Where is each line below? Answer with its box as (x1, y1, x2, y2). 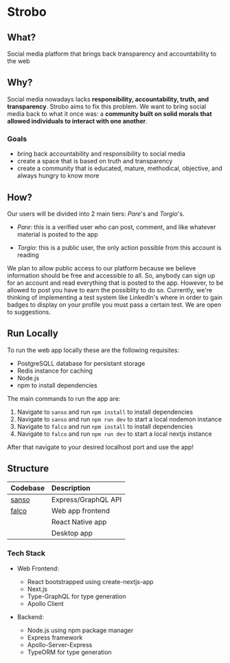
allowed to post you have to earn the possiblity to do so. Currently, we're (7, 286, 213, 294)
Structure (7, 463, 49, 474)
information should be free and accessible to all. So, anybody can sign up (7, 271, 215, 279)
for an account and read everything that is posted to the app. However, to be (7, 279, 224, 287)
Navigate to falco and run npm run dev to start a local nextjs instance (16, 430, 212, 438)
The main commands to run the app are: (7, 394, 121, 402)
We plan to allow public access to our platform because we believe (7, 264, 196, 272)
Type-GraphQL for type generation (27, 592, 126, 601)
